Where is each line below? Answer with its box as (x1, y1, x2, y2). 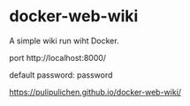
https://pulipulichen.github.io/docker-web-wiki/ (9, 87, 182, 97)
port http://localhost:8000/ (9, 52, 107, 63)
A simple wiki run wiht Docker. (9, 35, 119, 46)
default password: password (9, 69, 113, 80)
